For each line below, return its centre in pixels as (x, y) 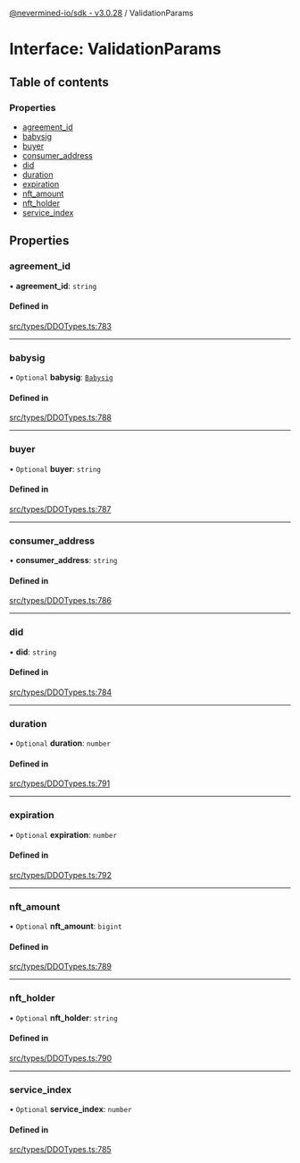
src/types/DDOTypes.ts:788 (60, 418)
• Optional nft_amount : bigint (66, 927)
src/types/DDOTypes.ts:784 (61, 692)
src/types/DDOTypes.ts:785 (60, 1150)
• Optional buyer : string (55, 468)
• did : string (33, 652)
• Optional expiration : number (63, 834)
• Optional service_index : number (71, 1109)
